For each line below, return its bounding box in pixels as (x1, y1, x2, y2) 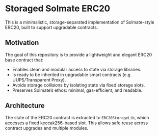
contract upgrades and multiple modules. (5, 125, 88, 131)
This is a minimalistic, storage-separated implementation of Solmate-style (5, 19, 155, 25)
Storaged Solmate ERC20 (5, 3, 110, 14)
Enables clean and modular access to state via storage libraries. (12, 66, 142, 72)
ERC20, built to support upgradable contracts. (5, 24, 98, 30)
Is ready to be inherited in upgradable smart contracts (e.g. (12, 72, 132, 78)
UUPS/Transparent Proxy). (12, 77, 66, 82)
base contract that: (5, 57, 44, 63)
